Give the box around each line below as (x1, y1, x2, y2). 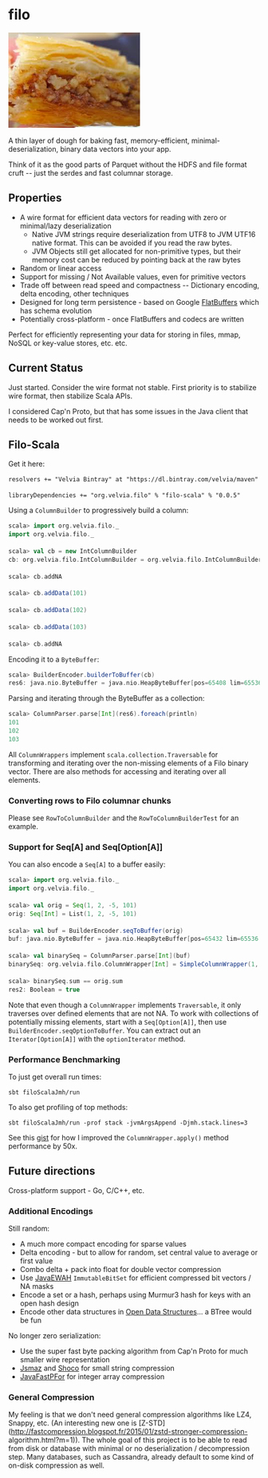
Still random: (8, 1223, 50, 1233)
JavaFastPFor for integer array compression (19, 1372, 165, 1381)
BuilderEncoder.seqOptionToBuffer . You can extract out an (8, 1026, 201, 1035)
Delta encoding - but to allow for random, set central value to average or (19, 1247, 258, 1257)
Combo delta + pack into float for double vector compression (19, 1265, 222, 1274)
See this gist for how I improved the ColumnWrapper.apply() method (8, 1132, 229, 1142)
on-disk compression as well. (8, 1460, 105, 1470)
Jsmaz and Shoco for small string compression (19, 1363, 175, 1373)
